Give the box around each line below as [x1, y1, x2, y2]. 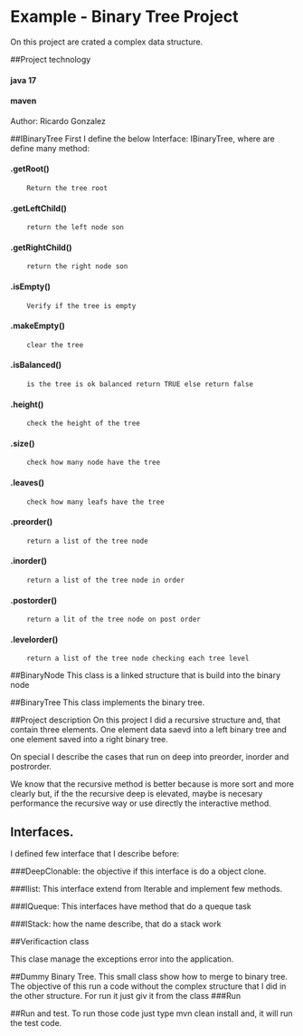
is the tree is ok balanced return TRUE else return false [26, 379, 254, 389]
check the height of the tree [26, 419, 141, 428]
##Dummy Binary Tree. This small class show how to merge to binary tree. [10, 972, 289, 983]
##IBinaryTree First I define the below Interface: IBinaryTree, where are [10, 133, 275, 144]
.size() [10, 438, 35, 449]
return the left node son [26, 223, 125, 232]
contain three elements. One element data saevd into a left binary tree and [10, 724, 288, 735]
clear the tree [26, 340, 84, 350]
